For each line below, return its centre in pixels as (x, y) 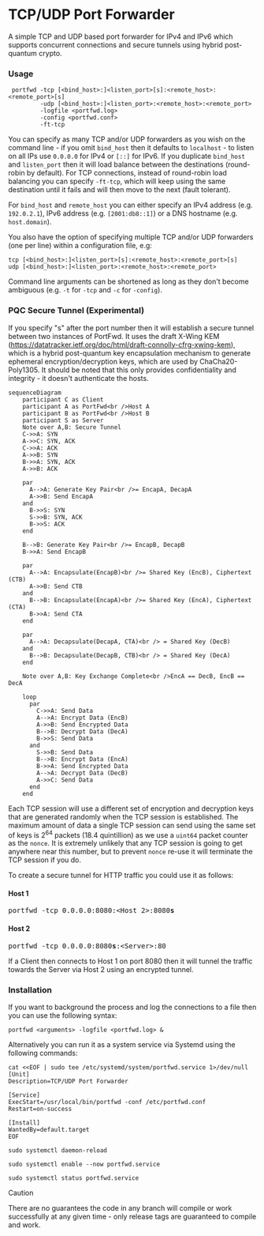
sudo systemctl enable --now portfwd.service (84, 1164)
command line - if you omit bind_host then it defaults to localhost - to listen (131, 148)
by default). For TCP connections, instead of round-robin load (126, 173)
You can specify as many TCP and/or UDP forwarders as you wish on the (127, 139)
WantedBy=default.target (49, 1129)
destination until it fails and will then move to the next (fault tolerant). (119, 190)
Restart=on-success (40, 1109)
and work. (24, 1225)
